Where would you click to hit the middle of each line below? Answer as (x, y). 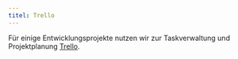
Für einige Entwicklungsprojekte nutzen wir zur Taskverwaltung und (119, 38)
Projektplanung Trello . (44, 46)
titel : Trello (32, 15)
